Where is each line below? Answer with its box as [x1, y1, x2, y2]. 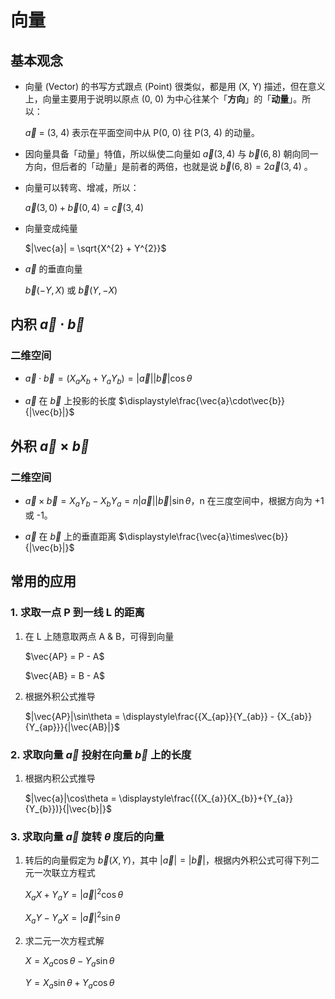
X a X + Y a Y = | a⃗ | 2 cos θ [24, 887, 124, 903]
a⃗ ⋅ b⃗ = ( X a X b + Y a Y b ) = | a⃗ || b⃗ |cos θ [24, 372, 193, 386]
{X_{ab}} [276, 710, 313, 722]
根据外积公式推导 [24, 690, 96, 702]
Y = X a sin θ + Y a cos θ [24, 976, 115, 991]
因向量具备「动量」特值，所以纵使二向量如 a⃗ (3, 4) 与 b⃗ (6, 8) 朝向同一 [24, 148, 319, 160]
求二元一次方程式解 [24, 935, 105, 947]
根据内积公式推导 [24, 772, 96, 784]
